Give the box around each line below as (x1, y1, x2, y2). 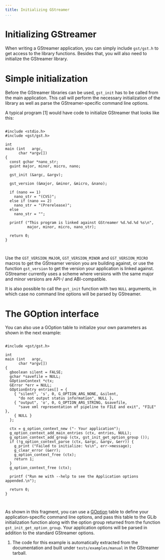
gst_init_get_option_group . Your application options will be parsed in (5, 525, 148, 531)
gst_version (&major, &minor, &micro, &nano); (9, 181, 108, 186)
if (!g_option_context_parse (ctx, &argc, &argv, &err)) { (9, 439, 134, 444)
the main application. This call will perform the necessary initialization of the (5, 95, 161, 101)
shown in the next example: (5, 330, 61, 336)
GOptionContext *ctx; (9, 378, 55, 384)
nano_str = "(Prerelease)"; (14, 203, 72, 208)
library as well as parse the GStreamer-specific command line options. (5, 100, 149, 106)
